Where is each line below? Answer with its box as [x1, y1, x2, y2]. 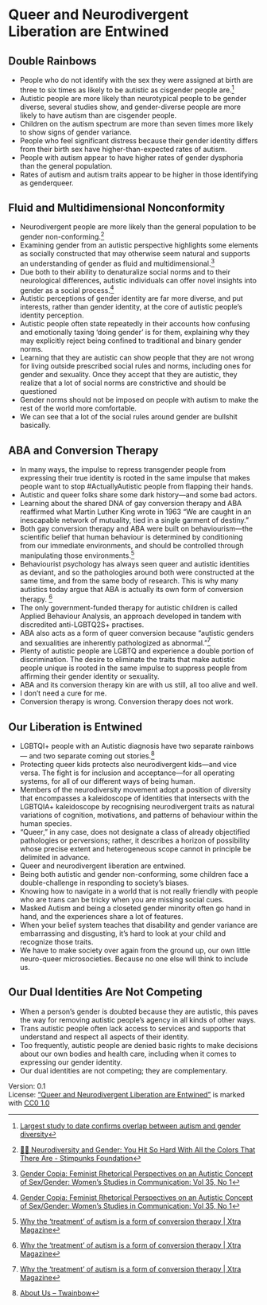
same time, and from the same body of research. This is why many [19, 575, 238, 586]
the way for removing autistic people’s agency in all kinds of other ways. [19, 1015, 257, 1024]
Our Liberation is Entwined [8, 720, 143, 734]
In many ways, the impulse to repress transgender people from [19, 465, 226, 474]
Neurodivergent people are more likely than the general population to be [19, 222, 257, 232]
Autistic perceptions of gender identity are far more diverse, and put [19, 294, 244, 303]
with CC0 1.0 [8, 1098, 50, 1108]
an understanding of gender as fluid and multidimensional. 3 [19, 257, 215, 268]
